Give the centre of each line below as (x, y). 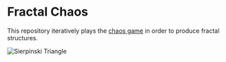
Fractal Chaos (48, 12)
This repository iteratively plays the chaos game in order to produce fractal (113, 31)
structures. (22, 37)
